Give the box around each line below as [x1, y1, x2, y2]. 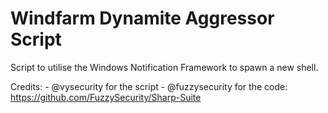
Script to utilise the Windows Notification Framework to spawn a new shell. [10, 61, 319, 73]
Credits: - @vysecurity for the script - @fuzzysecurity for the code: [10, 80, 288, 92]
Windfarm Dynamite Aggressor [10, 7, 275, 30]
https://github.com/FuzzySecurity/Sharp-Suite [10, 91, 202, 103]
